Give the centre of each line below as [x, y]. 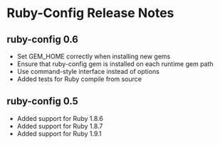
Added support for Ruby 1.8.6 [60, 118]
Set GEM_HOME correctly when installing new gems [94, 56]
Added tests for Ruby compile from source [79, 79]
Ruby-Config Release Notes [90, 13]
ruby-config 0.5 [43, 101]
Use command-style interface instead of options [88, 71]
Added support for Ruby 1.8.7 [60, 126]
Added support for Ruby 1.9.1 [59, 134]
